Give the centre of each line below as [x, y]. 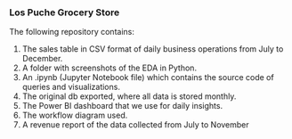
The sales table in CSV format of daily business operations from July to [153, 49]
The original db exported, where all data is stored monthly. [129, 96]
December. [42, 59]
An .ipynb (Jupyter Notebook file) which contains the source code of [148, 78]
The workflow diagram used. [75, 115]
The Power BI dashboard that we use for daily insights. [122, 106]
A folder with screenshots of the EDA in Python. [109, 68]
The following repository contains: [72, 32]
